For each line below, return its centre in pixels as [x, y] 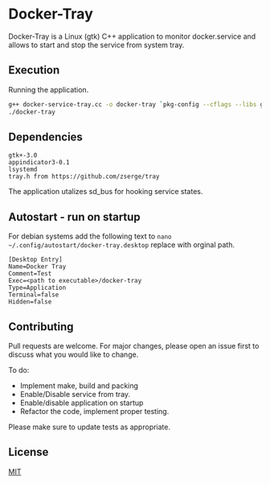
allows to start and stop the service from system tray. [96, 44]
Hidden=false [30, 302]
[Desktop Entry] [35, 260]
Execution [34, 70]
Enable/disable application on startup [82, 403]
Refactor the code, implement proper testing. [94, 411]
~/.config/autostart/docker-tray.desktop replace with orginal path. [122, 245]
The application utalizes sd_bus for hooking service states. [106, 192]
